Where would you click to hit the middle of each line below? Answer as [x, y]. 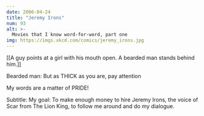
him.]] [14, 64]
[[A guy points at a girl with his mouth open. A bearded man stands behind [100, 58]
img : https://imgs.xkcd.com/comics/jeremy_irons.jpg [75, 40]
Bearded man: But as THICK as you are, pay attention [74, 76]
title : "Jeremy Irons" [35, 18]
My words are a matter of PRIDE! [48, 88]
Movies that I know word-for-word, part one [70, 35]
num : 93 [16, 23]
